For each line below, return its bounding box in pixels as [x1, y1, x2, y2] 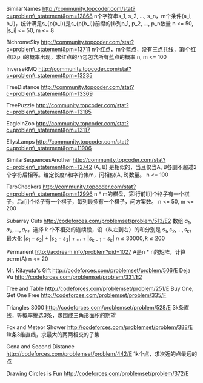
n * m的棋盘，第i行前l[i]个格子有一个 [93, 190, 185, 198]
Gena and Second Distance [6, 343, 75, 350]
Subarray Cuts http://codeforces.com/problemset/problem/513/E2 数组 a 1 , [6, 218, 191, 226]
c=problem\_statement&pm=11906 [6, 145, 92, 152]
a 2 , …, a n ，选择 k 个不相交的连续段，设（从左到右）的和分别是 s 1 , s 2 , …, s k [6, 225, 190, 235]
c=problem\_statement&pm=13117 [6, 127, 90, 133]
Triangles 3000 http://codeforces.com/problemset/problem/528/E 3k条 [6, 304, 184, 311]
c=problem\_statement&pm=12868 [6, 12, 93, 19]
